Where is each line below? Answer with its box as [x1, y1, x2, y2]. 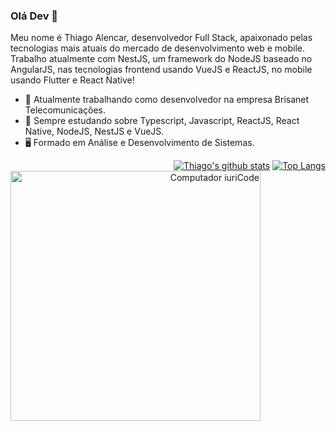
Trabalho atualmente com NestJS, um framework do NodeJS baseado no [10, 53, 313, 65]
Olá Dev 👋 [10, 9, 59, 23]
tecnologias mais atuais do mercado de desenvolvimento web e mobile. [10, 42, 306, 54]
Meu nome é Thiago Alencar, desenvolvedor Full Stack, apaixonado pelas [10, 32, 313, 44]
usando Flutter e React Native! [10, 74, 135, 86]
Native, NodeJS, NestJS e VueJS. [24, 125, 165, 138]
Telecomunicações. [24, 104, 107, 116]
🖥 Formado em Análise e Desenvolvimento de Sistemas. [24, 137, 255, 149]
